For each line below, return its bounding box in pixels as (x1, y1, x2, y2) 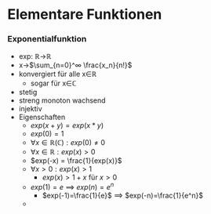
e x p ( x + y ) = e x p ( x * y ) (30, 121, 104, 130)
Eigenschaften (18, 112, 66, 122)
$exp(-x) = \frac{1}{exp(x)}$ (30, 156, 122, 165)
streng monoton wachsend (18, 96, 107, 105)
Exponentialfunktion (7, 34, 87, 45)
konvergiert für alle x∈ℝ (18, 69, 97, 79)
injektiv (18, 104, 42, 114)
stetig (18, 88, 38, 97)
